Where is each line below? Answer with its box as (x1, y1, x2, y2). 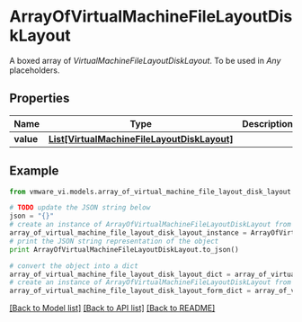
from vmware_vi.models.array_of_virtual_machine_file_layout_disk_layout (9, 187, 292, 196)
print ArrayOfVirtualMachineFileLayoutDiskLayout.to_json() (9, 245, 240, 254)
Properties (9, 91, 70, 106)
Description (242, 117, 294, 130)
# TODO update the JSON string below (9, 203, 151, 212)
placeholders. (9, 65, 60, 76)
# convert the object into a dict (9, 261, 139, 271)
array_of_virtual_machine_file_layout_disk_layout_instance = (9, 228, 247, 237)
